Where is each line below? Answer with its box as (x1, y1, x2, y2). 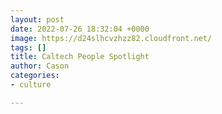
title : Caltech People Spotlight (10, 52, 150, 62)
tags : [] (10, 42, 47, 53)
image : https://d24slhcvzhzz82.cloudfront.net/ (10, 33, 213, 43)
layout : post (10, 14, 65, 25)
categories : (10, 71, 60, 81)
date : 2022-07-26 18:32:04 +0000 (10, 24, 150, 34)
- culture (10, 80, 52, 90)
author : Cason (10, 61, 70, 71)
